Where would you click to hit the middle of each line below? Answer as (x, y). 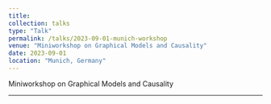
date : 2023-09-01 (38, 53)
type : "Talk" (30, 31)
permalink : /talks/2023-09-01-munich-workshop (88, 38)
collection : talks (39, 23)
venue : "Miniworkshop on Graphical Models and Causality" (108, 46)
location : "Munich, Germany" (57, 61)
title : (19, 16)
